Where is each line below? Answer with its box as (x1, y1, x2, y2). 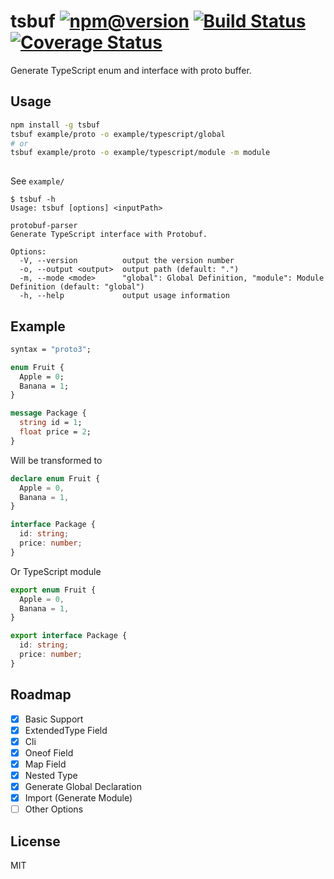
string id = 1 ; (19, 418, 83, 428)
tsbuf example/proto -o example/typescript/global (10, 129, 226, 139)
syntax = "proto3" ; (10, 344, 92, 354)
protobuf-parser (10, 221, 78, 231)
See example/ (10, 175, 65, 187)
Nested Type (24, 769, 78, 781)
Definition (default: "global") (10, 282, 145, 292)
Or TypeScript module (10, 565, 102, 577)
